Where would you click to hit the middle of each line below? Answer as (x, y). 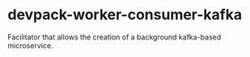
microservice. (30, 45)
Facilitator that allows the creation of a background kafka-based (114, 37)
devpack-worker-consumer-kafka (125, 15)
